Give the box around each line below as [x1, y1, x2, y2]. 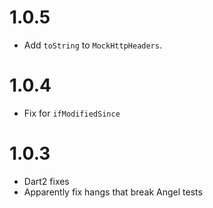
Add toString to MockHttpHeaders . [23, 39, 162, 51]
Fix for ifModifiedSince [23, 107, 121, 119]
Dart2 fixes [23, 175, 70, 187]
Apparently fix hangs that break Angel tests [23, 186, 203, 198]
